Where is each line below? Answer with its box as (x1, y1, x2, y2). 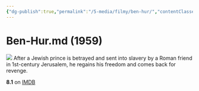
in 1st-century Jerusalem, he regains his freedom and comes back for (6, 60, 176, 68)
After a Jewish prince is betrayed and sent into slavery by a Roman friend (13, 54, 192, 61)
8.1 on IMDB (6, 78, 36, 86)
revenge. (6, 67, 28, 74)
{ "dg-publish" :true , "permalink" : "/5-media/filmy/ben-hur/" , (6, 8, 158, 15)
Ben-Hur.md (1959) (6, 34, 102, 47)
